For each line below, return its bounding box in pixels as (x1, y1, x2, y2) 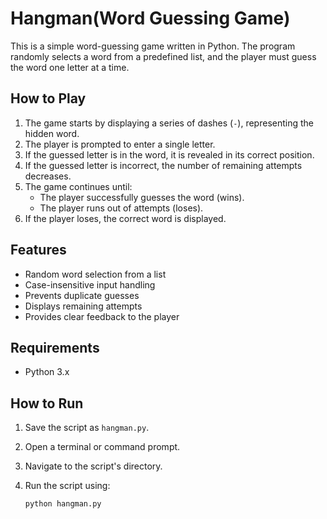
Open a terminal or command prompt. (24, 441, 181, 453)
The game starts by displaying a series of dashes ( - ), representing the (24, 117, 315, 129)
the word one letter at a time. (10, 61, 130, 73)
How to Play (10, 90, 87, 107)
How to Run (10, 395, 84, 412)
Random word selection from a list (24, 268, 167, 280)
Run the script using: (24, 480, 111, 492)
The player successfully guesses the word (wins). (39, 191, 245, 203)
